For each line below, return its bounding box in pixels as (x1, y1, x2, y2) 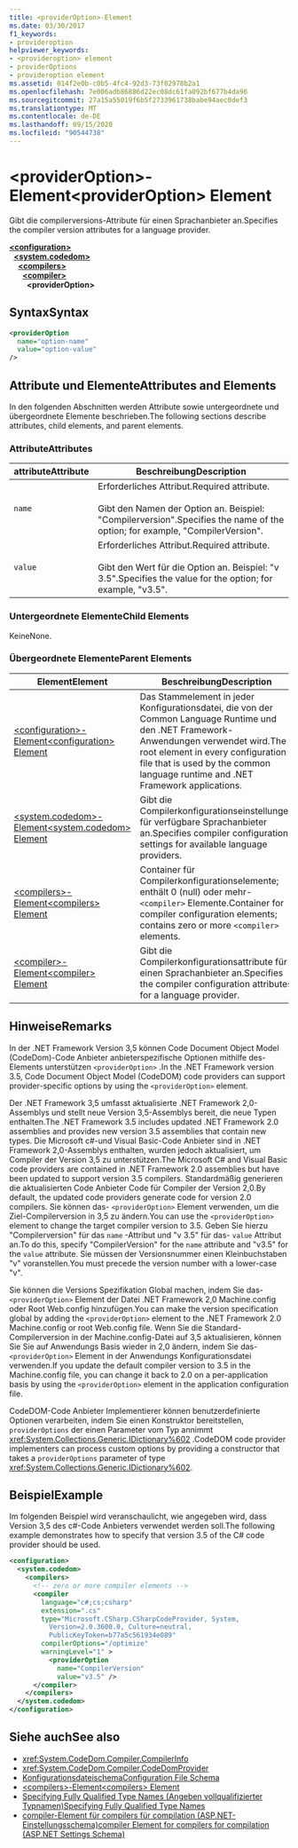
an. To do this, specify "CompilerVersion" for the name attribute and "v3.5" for (9, 1239, 289, 1250)
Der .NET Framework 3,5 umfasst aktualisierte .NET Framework (9, 1097, 241, 1108)
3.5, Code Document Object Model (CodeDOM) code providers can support (9, 1070, 286, 1081)
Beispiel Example (9, 1488, 104, 1503)
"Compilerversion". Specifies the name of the (97, 514, 285, 526)
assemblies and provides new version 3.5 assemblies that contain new (9, 1125, 267, 1136)
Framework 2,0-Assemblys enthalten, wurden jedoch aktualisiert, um (9, 1144, 262, 1155)
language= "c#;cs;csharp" (41, 1598, 133, 1607)
